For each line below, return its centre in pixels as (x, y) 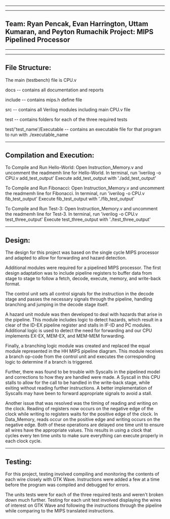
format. (13, 284)
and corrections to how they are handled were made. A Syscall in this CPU (83, 377)
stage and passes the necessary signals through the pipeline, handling (79, 299)
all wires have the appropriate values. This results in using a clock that (78, 430)
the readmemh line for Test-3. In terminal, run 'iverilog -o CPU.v (72, 214)
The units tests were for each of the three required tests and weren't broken (84, 495)
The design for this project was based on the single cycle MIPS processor (82, 252)
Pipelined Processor (38, 40)
